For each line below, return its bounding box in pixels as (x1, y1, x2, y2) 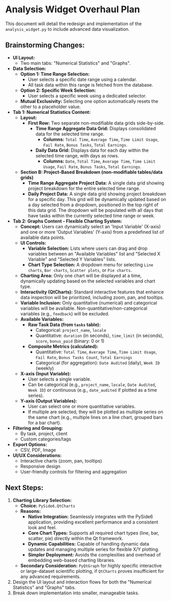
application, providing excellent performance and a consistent (28, 519, 158, 525)
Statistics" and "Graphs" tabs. (12, 584, 76, 590)
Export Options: (12, 441, 47, 447)
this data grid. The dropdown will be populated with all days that (28, 207, 163, 213)
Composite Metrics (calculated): (28, 343, 99, 349)
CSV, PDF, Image (20, 447, 56, 453)
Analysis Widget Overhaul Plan (5, 4, 140, 15)
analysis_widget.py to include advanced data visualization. (5, 26, 130, 32)
